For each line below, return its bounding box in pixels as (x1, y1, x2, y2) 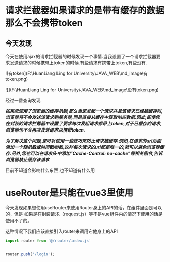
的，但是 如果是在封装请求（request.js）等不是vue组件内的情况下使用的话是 (5, 211, 163, 217)
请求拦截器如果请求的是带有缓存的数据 (5, 5, 165, 16)
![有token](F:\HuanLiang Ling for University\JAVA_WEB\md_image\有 (5, 70, 148, 76)
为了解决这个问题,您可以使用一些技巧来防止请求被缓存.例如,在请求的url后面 (5, 138, 161, 144)
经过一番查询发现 (5, 97, 41, 103)
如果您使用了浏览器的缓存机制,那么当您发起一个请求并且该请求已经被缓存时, (5, 108, 163, 114)
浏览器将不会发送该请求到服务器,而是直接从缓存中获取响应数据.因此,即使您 (5, 114, 160, 120)
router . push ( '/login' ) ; (5, 251, 55, 257)
